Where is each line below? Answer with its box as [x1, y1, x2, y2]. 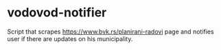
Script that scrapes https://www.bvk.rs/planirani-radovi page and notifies [7, 27, 214, 36]
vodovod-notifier [7, 5, 107, 21]
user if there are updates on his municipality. [7, 34, 133, 42]
